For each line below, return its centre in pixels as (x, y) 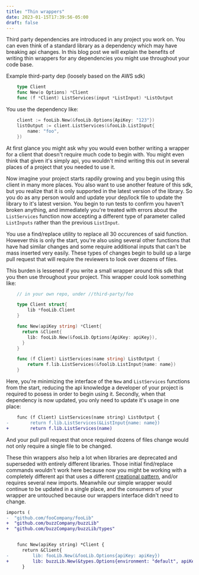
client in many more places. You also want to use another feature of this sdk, (99, 185)
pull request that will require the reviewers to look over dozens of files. (92, 259)
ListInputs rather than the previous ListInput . (63, 222)
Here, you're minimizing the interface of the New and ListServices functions (98, 381)
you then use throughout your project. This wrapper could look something (96, 277)
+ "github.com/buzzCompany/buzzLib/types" (61, 529)
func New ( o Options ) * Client (53, 92)
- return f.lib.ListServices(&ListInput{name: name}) (83, 423)
